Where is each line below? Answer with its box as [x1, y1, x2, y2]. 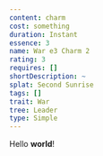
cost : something [9, 22, 70, 31]
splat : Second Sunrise [9, 80, 94, 89]
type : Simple [9, 114, 58, 123]
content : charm [9, 13, 66, 23]
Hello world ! [9, 139, 56, 150]
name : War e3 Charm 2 [9, 47, 90, 56]
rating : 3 [9, 55, 47, 64]
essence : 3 [9, 38, 50, 48]
